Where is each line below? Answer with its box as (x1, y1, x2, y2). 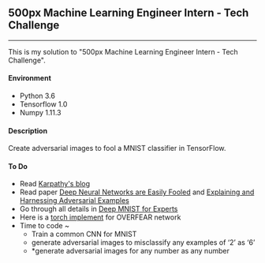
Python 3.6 (19, 91, 55, 101)
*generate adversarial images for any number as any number (31, 246, 230, 256)
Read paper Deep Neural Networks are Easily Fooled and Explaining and (19, 187, 255, 197)
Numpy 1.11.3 (19, 108, 62, 118)
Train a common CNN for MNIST (31, 229, 137, 239)
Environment (8, 73, 51, 83)
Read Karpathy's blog (19, 179, 91, 189)
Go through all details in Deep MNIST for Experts (19, 205, 178, 214)
